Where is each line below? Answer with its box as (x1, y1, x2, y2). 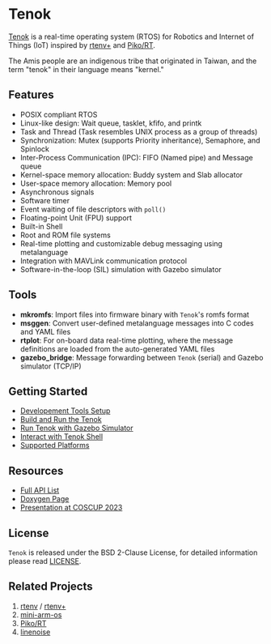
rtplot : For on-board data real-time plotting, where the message (19, 335, 233, 345)
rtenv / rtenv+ (19, 601, 66, 611)
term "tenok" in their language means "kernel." (8, 64, 164, 74)
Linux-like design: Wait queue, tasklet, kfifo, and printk (19, 118, 202, 128)
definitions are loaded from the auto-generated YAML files (19, 343, 215, 353)
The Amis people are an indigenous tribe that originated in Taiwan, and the (8, 56, 257, 66)
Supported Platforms (19, 441, 90, 450)
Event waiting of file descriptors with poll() (19, 204, 167, 214)
